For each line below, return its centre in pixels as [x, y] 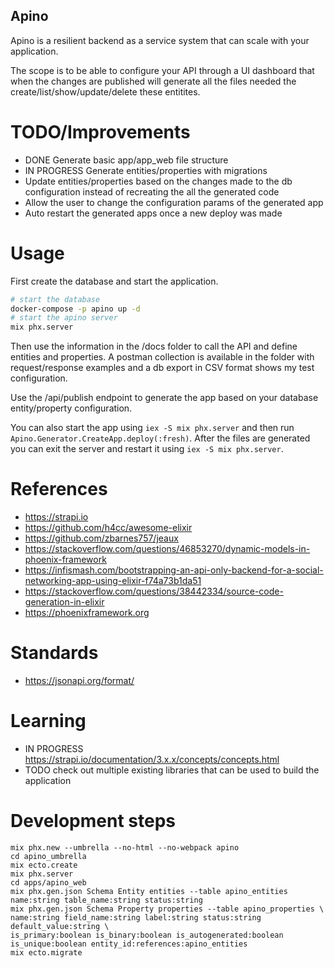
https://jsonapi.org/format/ [79, 681]
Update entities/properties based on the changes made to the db [158, 181]
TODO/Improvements [100, 132]
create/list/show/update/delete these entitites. [105, 91]
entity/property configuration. [71, 408]
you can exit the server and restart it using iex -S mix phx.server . [147, 449]
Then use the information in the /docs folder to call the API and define [154, 346]
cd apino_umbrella [48, 856]
